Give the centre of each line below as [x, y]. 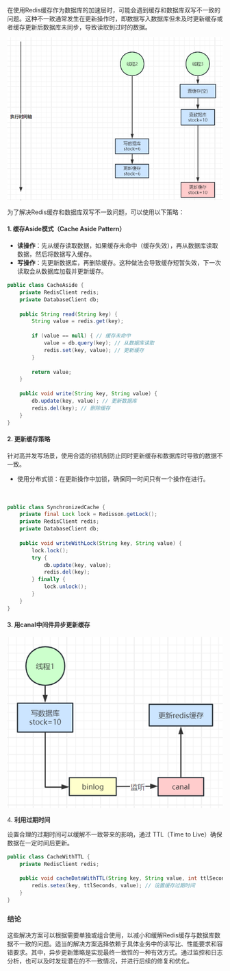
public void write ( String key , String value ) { [88, 394]
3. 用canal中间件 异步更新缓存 [49, 625]
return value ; [52, 372]
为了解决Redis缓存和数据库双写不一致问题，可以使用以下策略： [96, 212]
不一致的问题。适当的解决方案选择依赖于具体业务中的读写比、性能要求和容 [118, 944]
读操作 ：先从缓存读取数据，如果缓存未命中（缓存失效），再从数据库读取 [117, 246]
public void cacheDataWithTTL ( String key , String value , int [108, 878]
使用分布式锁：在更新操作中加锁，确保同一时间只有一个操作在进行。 [113, 478]
